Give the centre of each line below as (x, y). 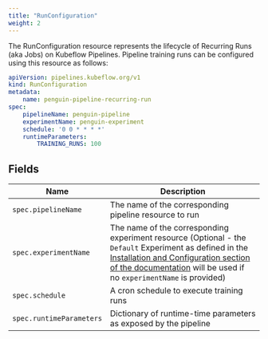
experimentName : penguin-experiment (84, 122)
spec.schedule (39, 296)
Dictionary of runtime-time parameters (183, 313)
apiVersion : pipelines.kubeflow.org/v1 (75, 77)
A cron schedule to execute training (177, 290)
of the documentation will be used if (177, 268)
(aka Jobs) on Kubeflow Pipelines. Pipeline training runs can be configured (131, 54)
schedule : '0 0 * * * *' (64, 129)
